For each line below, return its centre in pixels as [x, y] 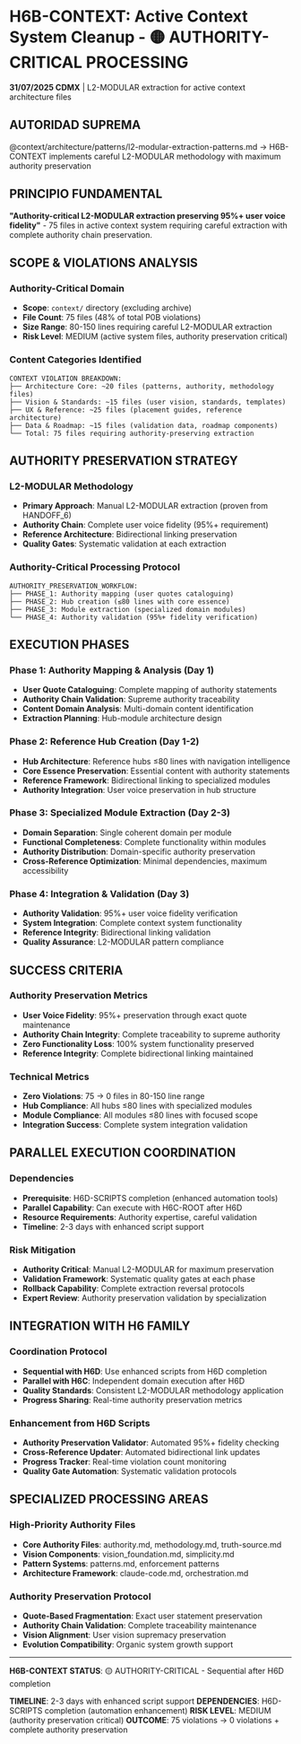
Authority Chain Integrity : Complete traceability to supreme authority [151, 1034]
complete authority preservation [69, 1730]
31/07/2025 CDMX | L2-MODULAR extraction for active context [128, 87]
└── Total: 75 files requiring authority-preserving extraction [132, 433]
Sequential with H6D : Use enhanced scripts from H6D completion [144, 1371]
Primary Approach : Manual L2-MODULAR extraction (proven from [145, 506]
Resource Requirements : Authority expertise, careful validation [139, 1216]
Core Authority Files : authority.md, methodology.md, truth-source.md [152, 1544]
